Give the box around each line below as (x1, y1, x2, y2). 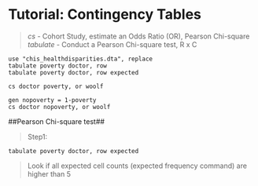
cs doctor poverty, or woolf (8, 82, 104, 90)
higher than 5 (27, 169, 71, 178)
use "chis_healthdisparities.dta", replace (8, 55, 153, 63)
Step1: (27, 132, 48, 141)
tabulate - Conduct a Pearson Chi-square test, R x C (27, 39, 197, 49)
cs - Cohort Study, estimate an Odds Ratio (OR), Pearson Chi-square (27, 31, 250, 41)
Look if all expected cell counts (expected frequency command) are (27, 161, 248, 170)
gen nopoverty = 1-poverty (8, 96, 97, 104)
